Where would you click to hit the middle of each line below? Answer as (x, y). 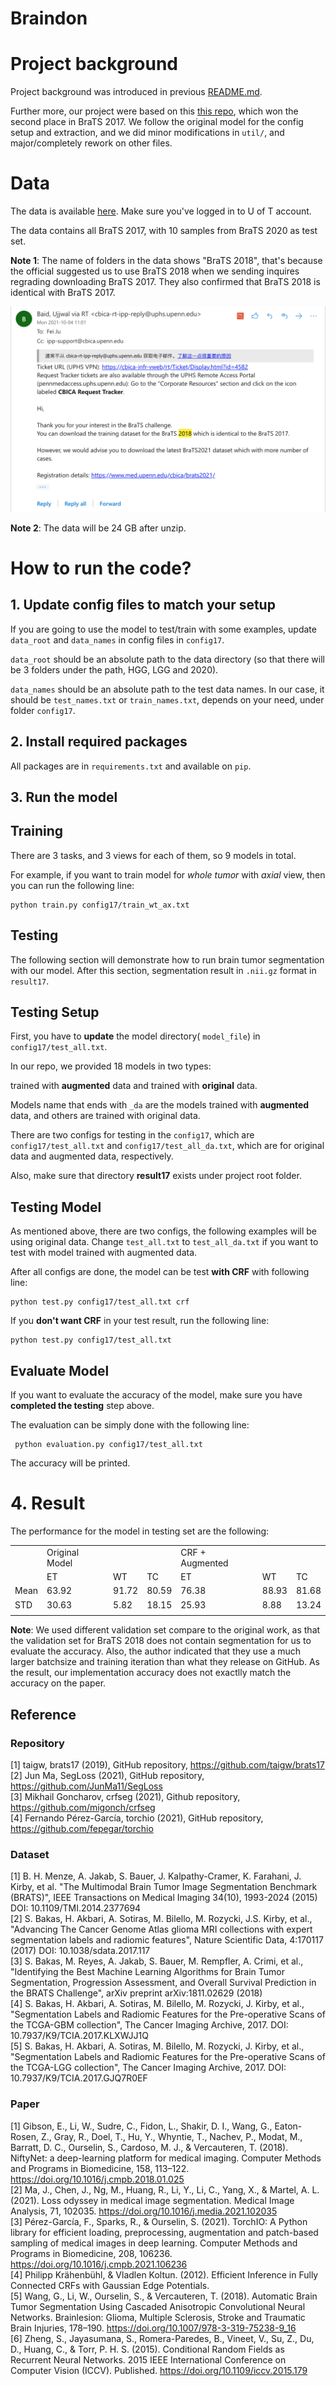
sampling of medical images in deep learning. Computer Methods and (154, 2243)
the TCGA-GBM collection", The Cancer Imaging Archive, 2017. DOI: (149, 2025)
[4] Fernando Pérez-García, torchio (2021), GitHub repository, (137, 1818)
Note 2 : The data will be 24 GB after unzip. (98, 528)
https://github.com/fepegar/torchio (82, 1828)
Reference (43, 1714)
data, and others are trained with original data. (105, 1116)
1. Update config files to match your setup (143, 605)
